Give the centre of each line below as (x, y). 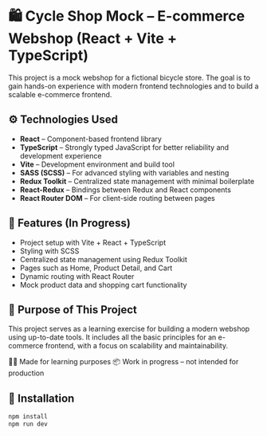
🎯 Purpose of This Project (73, 310)
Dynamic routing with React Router (77, 276)
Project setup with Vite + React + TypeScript (92, 242)
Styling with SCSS (49, 251)
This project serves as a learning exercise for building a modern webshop (129, 329)
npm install (28, 417)
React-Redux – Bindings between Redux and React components (125, 190)
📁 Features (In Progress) (70, 224)
